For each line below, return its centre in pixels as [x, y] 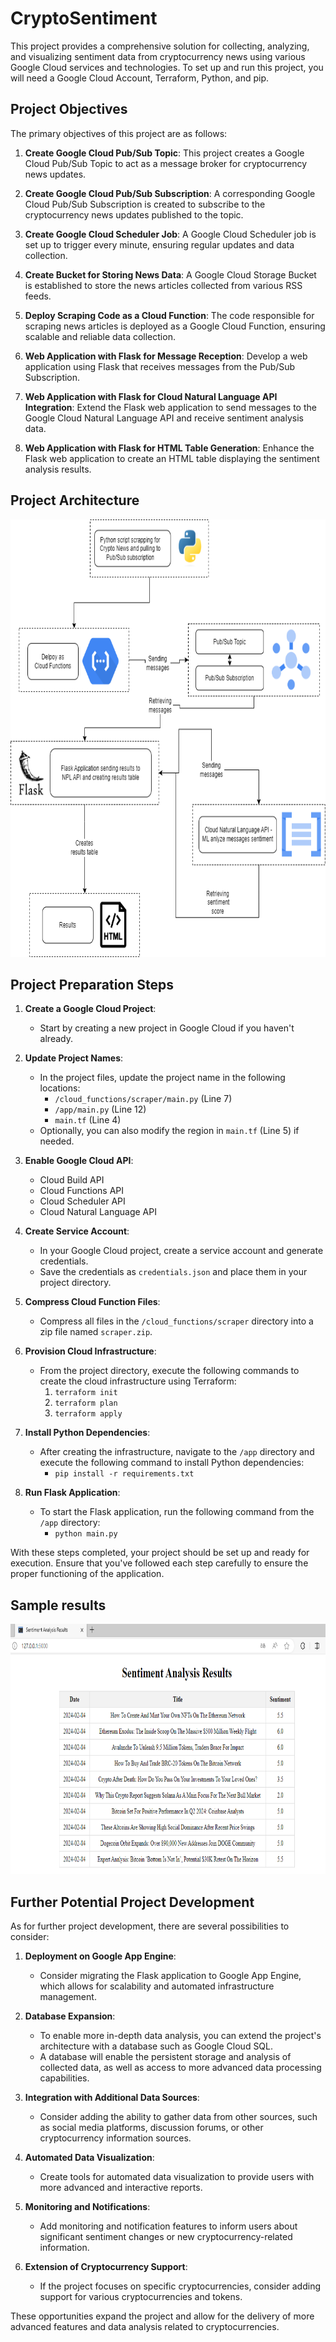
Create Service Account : [77, 1231]
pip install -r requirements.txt [124, 1474]
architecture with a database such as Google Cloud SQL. [156, 2046]
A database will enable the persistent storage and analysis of [165, 2056]
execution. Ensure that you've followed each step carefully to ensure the [159, 1563]
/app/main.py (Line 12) [100, 1109]
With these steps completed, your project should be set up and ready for [160, 1553]
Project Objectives [69, 109]
